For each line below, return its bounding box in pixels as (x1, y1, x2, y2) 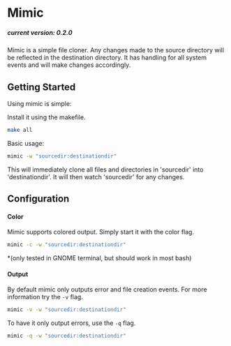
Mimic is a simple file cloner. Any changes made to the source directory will (7, 46, 225, 54)
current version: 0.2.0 (7, 28, 73, 36)
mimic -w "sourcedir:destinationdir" (7, 152, 117, 160)
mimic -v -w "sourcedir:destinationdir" (7, 306, 127, 313)
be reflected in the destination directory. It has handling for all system (7, 54, 207, 62)
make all (7, 126, 33, 133)
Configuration (7, 193, 70, 205)
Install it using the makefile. (7, 113, 86, 121)
